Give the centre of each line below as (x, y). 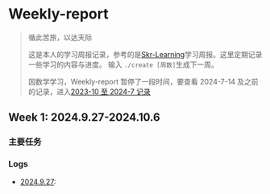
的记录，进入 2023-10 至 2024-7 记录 (89, 91)
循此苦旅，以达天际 (60, 37)
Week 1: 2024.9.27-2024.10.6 (84, 118)
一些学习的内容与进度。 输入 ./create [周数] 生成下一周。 (123, 64)
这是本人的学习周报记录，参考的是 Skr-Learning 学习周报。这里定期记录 (145, 54)
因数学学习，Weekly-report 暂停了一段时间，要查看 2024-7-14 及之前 (143, 81)
